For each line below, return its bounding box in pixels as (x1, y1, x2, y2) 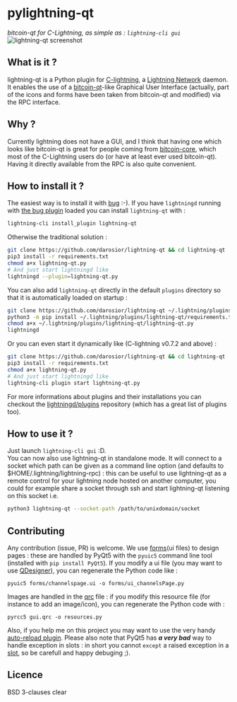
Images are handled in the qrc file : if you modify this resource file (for (7, 592, 211, 601)
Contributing (7, 525, 65, 537)
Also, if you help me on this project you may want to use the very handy (7, 626, 216, 634)
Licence (7, 669, 44, 681)
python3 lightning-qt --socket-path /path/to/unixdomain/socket (7, 505, 200, 512)
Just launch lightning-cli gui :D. (7, 447, 107, 455)
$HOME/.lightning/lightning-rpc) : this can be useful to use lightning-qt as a (7, 469, 227, 478)
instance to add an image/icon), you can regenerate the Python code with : (7, 600, 225, 608)
